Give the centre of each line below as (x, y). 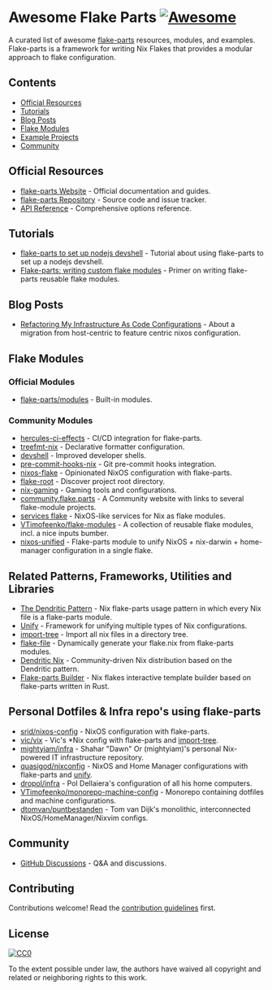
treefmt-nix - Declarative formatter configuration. (102, 447)
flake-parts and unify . (56, 774)
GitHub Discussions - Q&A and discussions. (93, 863)
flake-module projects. (58, 508)
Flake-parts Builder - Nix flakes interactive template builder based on (136, 677)
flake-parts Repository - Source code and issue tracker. (113, 199)
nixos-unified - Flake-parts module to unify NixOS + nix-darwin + (129, 542)
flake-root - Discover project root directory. (93, 482)
